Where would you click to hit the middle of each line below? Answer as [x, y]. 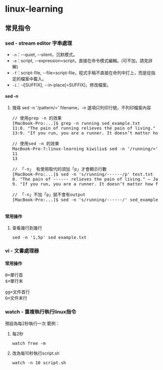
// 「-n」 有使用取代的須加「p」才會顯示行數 [59, 169]
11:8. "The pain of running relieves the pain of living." [84, 128]
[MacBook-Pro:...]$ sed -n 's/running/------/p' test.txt [82, 174]
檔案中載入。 [33, 79]
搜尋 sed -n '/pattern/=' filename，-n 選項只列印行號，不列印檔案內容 [81, 108]
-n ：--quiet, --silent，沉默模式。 [45, 54]
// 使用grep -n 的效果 [37, 118]
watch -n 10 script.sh [39, 362]
